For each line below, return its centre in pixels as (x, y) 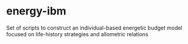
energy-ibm (36, 11)
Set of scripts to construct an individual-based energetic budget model (94, 28)
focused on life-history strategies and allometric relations (77, 34)
